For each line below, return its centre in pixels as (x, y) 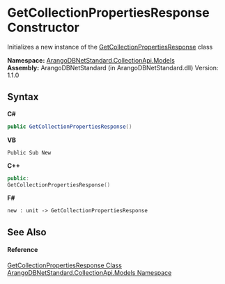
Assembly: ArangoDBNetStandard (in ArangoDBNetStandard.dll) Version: (113, 68)
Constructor (44, 27)
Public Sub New (29, 152)
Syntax (23, 97)
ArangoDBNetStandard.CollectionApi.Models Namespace (90, 272)
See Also (27, 232)
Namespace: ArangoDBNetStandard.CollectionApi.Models (91, 60)
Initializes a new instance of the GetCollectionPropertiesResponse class (110, 47)
